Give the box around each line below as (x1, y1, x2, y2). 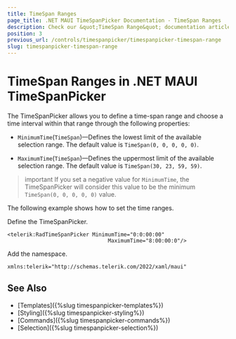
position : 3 (7, 30, 42, 37)
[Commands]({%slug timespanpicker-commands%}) (17, 316, 171, 324)
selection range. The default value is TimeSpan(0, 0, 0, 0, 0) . (17, 140, 199, 149)
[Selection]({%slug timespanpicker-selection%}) (17, 323, 159, 332)
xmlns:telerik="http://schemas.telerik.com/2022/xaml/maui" (7, 263, 188, 270)
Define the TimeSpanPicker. (7, 217, 88, 226)
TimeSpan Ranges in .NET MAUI (7, 73, 198, 90)
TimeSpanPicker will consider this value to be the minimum (24, 183, 196, 191)
